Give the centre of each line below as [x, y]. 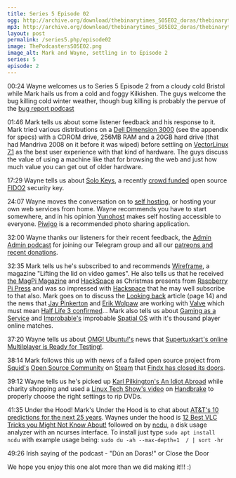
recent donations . [33, 252]
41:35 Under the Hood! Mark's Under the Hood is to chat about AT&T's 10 [113, 410]
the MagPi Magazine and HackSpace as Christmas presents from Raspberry [118, 281]
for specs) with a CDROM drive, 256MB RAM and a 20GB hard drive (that [113, 137]
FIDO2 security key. [36, 187]
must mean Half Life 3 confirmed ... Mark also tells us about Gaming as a [112, 310]
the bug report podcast [41, 108]
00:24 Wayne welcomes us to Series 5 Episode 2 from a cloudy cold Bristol [116, 86]
